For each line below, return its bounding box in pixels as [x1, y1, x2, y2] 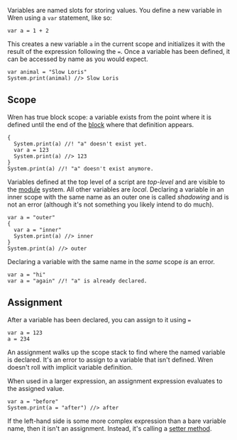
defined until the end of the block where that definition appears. [7, 120, 194, 128]
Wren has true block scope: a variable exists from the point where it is [7, 113, 211, 121]
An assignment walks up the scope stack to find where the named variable [7, 348, 226, 356]
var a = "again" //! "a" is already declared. [7, 277, 148, 285]
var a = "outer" [7, 214, 55, 221]
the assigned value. [7, 384, 65, 392]
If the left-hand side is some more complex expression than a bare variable [7, 417, 226, 425]
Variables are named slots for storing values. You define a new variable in [7, 6, 222, 14]
